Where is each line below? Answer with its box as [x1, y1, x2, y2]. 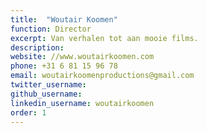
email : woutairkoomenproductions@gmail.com [10, 71, 195, 81]
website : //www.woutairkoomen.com [10, 52, 155, 62]
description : [10, 42, 65, 53]
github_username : [10, 89, 83, 99]
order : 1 [10, 107, 47, 118]
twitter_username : [10, 80, 87, 90]
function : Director [10, 24, 92, 34]
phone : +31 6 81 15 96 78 [10, 61, 118, 71]
